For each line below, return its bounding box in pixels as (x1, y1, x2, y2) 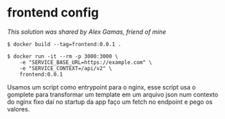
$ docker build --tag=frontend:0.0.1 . (7, 41, 122, 47)
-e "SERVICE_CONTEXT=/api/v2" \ (19, 65, 112, 72)
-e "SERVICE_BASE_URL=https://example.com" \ (19, 58, 153, 66)
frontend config (7, 5, 99, 21)
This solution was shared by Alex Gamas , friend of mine (7, 28, 167, 36)
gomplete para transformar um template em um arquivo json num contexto (7, 90, 219, 98)
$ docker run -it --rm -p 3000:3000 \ (7, 53, 118, 60)
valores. (7, 105, 30, 113)
